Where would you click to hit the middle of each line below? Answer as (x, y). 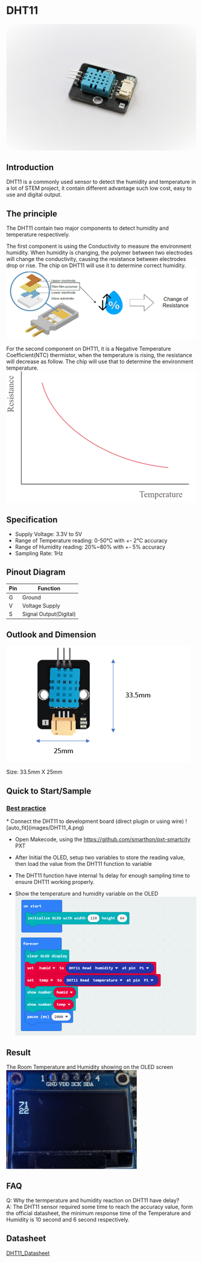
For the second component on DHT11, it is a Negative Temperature (89, 349)
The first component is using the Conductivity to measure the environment (99, 246)
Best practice (26, 808)
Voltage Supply (41, 605)
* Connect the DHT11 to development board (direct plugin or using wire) (95, 821)
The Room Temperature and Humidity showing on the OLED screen (90, 1067)
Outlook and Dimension (51, 635)
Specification (32, 519)
